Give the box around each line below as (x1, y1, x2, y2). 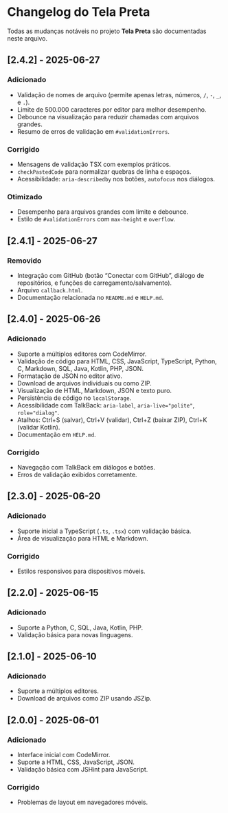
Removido (7, 256, 42, 265)
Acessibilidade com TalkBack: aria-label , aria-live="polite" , (16, 401, 195, 409)
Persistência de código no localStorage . (16, 394, 132, 402)
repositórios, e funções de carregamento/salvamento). (16, 279, 172, 287)
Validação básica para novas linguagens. (16, 630, 133, 639)
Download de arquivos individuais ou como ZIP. (16, 379, 152, 387)
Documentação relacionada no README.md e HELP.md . (16, 293, 164, 301)
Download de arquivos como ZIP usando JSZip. (16, 694, 152, 703)
